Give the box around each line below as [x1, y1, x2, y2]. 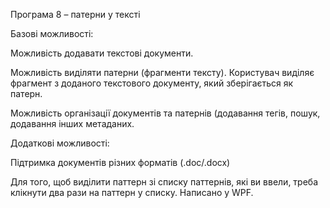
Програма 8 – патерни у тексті [10, 9, 141, 20]
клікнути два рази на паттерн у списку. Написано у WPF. [10, 187, 254, 198]
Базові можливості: [10, 28, 94, 39]
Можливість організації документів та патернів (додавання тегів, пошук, [10, 107, 321, 119]
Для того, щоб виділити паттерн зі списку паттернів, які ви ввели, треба [10, 176, 319, 188]
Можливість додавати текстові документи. [10, 47, 194, 59]
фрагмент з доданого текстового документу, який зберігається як [10, 77, 294, 89]
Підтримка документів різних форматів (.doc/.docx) [10, 157, 231, 168]
